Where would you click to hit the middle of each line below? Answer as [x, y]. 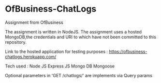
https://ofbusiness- [128, 51]
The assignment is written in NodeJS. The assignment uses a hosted [73, 32]
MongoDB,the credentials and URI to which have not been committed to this [80, 37]
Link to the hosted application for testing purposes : [56, 51]
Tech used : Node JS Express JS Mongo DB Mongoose [60, 66]
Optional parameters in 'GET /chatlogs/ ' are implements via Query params [79, 75]
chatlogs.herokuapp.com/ [31, 56]
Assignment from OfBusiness [34, 22]
